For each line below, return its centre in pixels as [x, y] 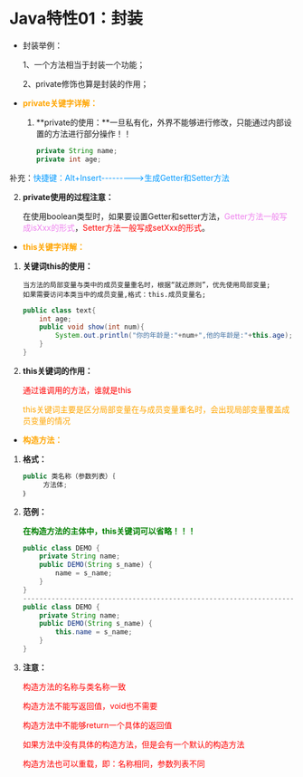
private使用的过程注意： [68, 197]
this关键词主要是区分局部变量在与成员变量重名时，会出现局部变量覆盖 [152, 409]
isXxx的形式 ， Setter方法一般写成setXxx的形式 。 [120, 227]
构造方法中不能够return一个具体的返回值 [97, 724]
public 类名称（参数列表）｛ [69, 476]
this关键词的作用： [57, 370]
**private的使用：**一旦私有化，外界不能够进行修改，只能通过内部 [160, 122]
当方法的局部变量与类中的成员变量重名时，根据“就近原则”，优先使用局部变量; [147, 285]
